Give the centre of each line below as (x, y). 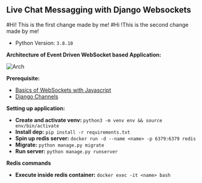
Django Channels (37, 96)
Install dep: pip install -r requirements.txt (73, 132)
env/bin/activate (37, 126)
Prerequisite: (23, 78)
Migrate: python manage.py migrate (60, 145)
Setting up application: (36, 108)
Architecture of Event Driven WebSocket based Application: (84, 55)
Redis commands (29, 163)
